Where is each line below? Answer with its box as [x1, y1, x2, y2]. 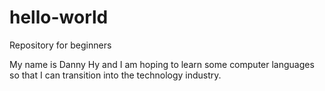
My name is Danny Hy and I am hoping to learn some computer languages [9, 58, 315, 70]
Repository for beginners [9, 39, 112, 51]
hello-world [9, 6, 109, 29]
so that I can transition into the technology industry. [9, 69, 222, 81]
